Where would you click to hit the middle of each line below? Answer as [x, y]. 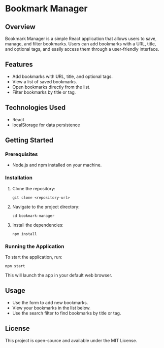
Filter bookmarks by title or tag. [44, 92]
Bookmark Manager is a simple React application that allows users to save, [81, 38]
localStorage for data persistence [46, 125]
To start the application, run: [34, 257]
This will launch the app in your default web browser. [59, 275]
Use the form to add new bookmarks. [50, 302]
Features [19, 65]
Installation [19, 178]
